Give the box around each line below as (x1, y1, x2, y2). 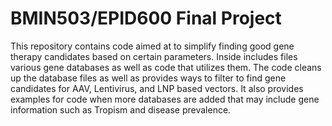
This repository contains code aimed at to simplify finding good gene (10, 40, 295, 52)
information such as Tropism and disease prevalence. (10, 103, 232, 116)
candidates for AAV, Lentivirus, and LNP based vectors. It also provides (10, 82, 304, 94)
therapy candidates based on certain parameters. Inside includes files (10, 50, 298, 62)
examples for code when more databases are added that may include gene (10, 93, 320, 105)
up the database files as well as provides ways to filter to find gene (10, 72, 287, 84)
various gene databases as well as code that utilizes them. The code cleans (10, 61, 322, 73)
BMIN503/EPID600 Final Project (10, 7, 282, 30)
